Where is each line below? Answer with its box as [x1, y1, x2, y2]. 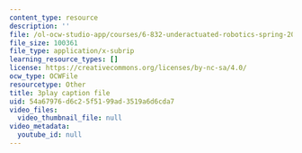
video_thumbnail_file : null [17, 113, 123, 122]
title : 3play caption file [9, 88, 111, 97]
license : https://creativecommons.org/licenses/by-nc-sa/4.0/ [9, 64, 247, 73]
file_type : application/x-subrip [9, 47, 135, 56]
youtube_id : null [17, 130, 83, 139]
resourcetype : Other [9, 80, 87, 89]
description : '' [9, 22, 70, 31]
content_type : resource [9, 13, 99, 22]
